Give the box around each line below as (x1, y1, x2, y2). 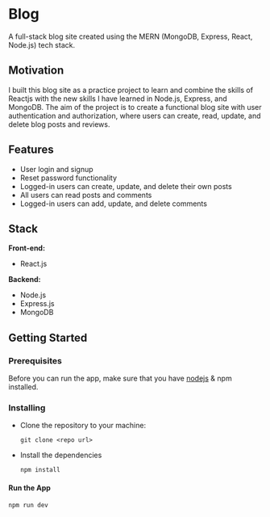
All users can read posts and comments (19, 190, 152, 200)
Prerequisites (8, 355, 62, 366)
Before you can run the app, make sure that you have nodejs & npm (8, 373, 232, 384)
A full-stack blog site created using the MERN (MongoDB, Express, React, (8, 32, 253, 41)
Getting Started (8, 330, 88, 344)
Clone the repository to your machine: (19, 421, 147, 431)
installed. (8, 382, 39, 392)
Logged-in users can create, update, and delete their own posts (19, 181, 232, 191)
